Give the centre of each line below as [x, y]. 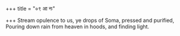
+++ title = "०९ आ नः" [31, 9]
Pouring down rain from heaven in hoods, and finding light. [78, 27]
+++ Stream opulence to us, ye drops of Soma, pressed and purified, [90, 20]
